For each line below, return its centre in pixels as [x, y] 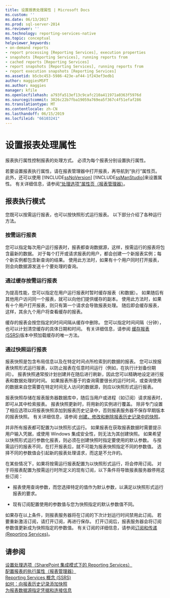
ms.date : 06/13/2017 [27, 19]
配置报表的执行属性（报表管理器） [41, 571]
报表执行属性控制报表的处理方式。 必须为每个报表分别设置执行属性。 [77, 160]
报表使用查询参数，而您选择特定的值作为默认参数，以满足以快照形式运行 [88, 487]
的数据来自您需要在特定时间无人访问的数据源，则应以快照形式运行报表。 [80, 387]
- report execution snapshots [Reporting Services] [61, 72]
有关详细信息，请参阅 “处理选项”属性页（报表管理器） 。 [71, 184]
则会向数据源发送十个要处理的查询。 [43, 266]
